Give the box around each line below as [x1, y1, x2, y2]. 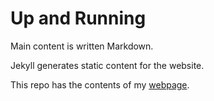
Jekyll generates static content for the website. [10, 59, 205, 71]
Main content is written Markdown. [10, 40, 154, 52]
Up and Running [10, 7, 147, 30]
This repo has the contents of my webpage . [10, 78, 190, 91]
